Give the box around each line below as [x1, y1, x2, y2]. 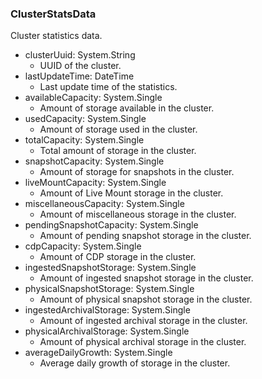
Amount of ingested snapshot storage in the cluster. [39, 272, 254, 284]
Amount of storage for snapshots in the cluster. [39, 166, 235, 178]
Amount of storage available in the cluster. [39, 102, 215, 114]
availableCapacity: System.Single [24, 92, 163, 104]
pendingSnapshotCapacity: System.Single [24, 219, 199, 231]
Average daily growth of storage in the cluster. [39, 357, 231, 369]
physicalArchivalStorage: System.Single [24, 325, 190, 337]
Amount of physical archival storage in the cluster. [39, 336, 247, 348]
